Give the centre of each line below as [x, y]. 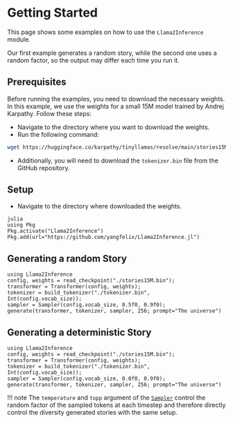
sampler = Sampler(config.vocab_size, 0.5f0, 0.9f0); [87, 305]
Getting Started [53, 13]
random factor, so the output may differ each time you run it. [94, 60]
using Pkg [21, 225]
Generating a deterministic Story [79, 332]
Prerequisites [37, 82]
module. [19, 39]
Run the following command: [58, 134]
